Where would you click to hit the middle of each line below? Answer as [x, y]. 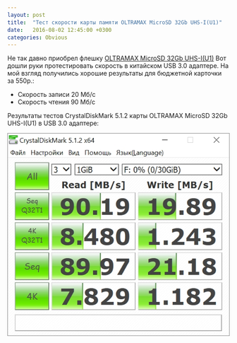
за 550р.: [21, 81]
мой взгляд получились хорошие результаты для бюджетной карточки [115, 74]
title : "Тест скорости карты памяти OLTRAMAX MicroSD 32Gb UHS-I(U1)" [115, 22]
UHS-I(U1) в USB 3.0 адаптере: [53, 123]
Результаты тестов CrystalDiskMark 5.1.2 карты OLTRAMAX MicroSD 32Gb [117, 116]
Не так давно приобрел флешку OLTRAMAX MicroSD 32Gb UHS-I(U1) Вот [117, 58]
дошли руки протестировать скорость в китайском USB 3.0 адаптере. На [118, 66]
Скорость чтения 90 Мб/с [56, 102]
